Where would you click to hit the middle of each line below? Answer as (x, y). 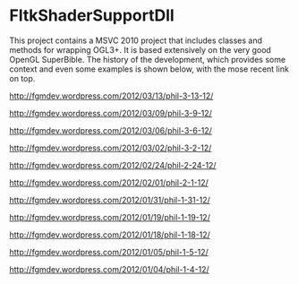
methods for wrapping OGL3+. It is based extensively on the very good (140, 49)
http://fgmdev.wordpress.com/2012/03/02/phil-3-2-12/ (111, 148)
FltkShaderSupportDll (92, 16)
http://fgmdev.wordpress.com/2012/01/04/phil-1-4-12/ (110, 269)
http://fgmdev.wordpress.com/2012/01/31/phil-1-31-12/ (110, 200)
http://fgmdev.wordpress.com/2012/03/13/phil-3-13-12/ (111, 96)
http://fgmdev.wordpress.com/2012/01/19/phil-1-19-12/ (110, 217)
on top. (22, 78)
